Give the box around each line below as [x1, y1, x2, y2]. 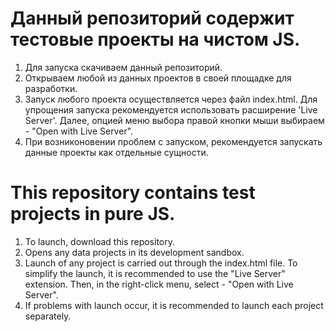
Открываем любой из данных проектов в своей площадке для [24, 72, 292, 84]
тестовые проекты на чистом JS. [10, 28, 301, 51]
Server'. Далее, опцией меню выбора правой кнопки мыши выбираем [24, 114, 325, 126]
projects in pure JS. [10, 203, 176, 226]
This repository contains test [10, 182, 256, 204]
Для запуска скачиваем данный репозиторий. [24, 61, 223, 73]
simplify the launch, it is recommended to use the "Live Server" [24, 267, 286, 279]
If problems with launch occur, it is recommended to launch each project [24, 299, 324, 311]
